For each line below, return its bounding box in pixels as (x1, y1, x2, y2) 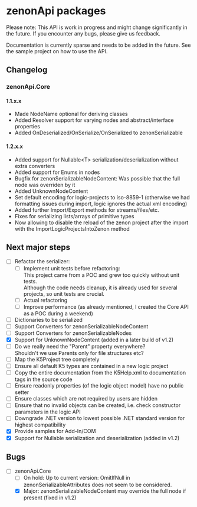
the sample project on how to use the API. (6, 47, 108, 54)
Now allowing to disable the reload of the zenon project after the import (14, 219, 189, 226)
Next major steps (6, 243, 71, 253)
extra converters (14, 162, 55, 169)
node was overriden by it (14, 181, 75, 188)
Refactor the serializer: (14, 258, 70, 265)
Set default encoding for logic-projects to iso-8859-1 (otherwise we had (14, 193, 190, 201)
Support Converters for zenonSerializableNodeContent (14, 322, 149, 330)
